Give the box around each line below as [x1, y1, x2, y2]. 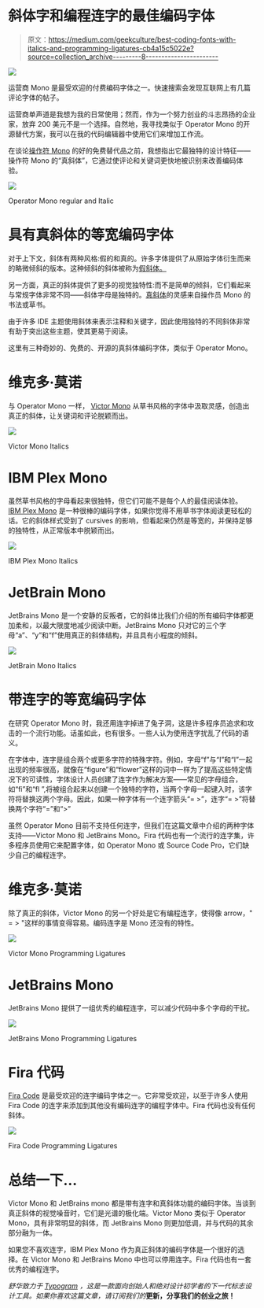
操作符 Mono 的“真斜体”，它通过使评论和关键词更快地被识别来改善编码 [8, 155, 236, 165]
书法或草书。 [8, 300, 49, 309]
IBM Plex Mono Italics [8, 556, 79, 565]
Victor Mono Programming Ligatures [8, 948, 126, 958]
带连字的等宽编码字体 [8, 690, 147, 708]
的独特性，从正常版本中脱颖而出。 [8, 525, 119, 535]
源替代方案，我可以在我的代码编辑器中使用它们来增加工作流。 [8, 129, 208, 139]
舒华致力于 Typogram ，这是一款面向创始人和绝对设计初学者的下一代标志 [8, 1281, 245, 1291]
